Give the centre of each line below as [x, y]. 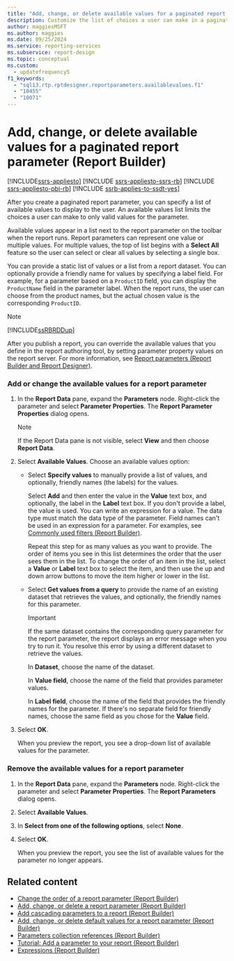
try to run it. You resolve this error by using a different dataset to [120, 646]
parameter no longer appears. [60, 860]
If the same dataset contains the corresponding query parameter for [126, 632]
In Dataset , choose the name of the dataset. [91, 667]
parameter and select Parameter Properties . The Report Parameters [116, 791]
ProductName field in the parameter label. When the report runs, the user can [116, 288]
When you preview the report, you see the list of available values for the [120, 852]
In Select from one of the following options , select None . [100, 825]
